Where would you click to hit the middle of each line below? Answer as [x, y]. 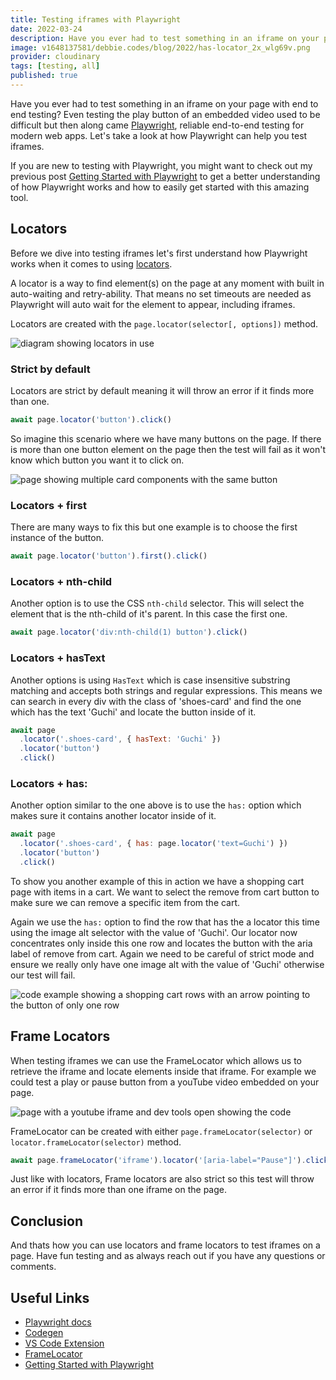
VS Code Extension [64, 1343]
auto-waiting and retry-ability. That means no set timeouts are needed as [161, 293]
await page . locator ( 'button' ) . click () [91, 419]
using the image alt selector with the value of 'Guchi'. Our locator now [154, 932]
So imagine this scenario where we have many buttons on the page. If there [166, 438]
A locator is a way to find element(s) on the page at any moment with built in [167, 283]
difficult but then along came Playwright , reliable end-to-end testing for [157, 125]
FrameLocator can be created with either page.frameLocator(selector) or [161, 1131]
